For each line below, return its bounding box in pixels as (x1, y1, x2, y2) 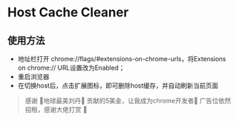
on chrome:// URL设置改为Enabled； (17, 63, 125, 72)
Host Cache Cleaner (7, 4, 129, 21)
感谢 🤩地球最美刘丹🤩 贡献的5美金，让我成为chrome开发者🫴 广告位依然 (24, 97, 232, 105)
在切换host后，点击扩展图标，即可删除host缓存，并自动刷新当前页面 (17, 81, 219, 90)
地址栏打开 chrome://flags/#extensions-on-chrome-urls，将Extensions (17, 55, 227, 63)
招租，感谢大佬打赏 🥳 (24, 105, 88, 114)
